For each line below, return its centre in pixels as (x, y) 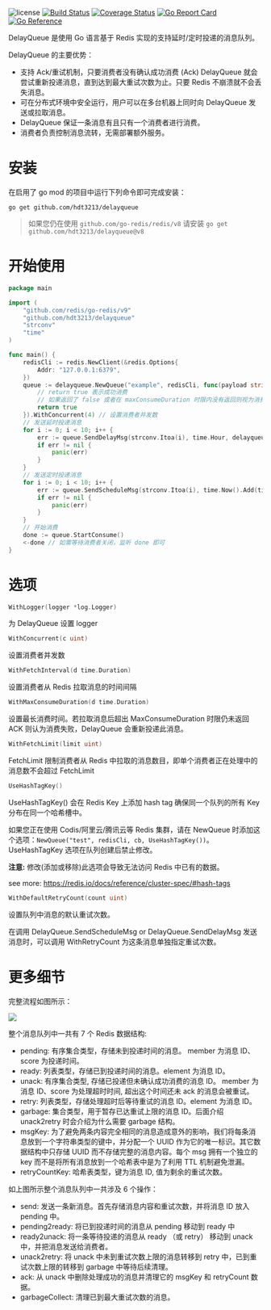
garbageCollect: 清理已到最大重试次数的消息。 (97, 1297)
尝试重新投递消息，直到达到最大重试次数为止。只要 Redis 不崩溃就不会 (137, 82)
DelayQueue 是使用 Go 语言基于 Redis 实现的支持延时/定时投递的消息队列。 (134, 38)
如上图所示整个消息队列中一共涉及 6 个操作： (83, 1189)
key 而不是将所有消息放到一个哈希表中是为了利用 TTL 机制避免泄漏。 (134, 1161)
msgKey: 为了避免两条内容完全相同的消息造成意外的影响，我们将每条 (134, 1132)
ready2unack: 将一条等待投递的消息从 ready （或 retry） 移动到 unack (136, 1237)
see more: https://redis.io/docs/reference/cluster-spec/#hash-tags (120, 883)
